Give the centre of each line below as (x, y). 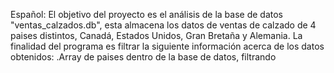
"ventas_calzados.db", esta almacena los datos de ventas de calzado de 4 (163, 25)
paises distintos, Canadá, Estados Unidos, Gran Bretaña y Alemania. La (156, 35)
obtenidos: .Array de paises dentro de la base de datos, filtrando (143, 57)
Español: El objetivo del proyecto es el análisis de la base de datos (147, 14)
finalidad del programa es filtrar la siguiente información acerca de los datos (167, 46)
